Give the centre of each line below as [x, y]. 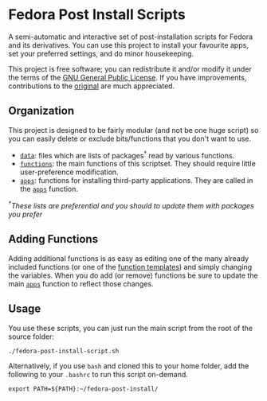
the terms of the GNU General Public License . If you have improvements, [128, 77]
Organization [41, 111]
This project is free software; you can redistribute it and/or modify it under [130, 68]
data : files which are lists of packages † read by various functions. [127, 154]
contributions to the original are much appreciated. [92, 86]
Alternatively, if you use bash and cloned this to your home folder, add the [129, 366]
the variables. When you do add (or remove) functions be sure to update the [133, 275]
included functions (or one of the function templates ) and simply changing [130, 267]
